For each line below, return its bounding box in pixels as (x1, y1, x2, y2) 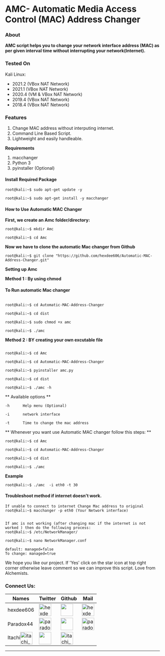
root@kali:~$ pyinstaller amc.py (5, 368, 74, 373)
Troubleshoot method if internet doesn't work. (5, 493, 102, 499)
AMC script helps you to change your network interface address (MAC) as (5, 43, 160, 49)
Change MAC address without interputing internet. (12, 125, 114, 131)
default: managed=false (5, 547, 54, 552)
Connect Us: (5, 582, 36, 589)
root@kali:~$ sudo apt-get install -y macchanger (5, 196, 109, 201)
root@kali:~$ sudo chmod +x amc (5, 320, 71, 325)
